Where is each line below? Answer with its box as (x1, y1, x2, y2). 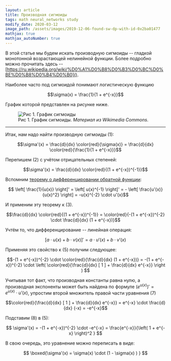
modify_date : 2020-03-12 (5, 21, 58, 27)
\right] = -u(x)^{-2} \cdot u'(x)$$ (60, 191, 129, 198)
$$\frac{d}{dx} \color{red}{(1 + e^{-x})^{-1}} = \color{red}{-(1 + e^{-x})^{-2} (6, 211, 165, 218)
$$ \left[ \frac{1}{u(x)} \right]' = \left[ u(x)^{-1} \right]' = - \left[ (8, 186, 138, 192)
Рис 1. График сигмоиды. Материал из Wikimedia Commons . (18, 116, 149, 123)
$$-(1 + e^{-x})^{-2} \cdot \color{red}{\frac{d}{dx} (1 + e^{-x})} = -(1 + (7, 256, 154, 262)
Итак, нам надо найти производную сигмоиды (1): (5, 131, 115, 137)
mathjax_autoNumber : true (5, 36, 60, 41)
